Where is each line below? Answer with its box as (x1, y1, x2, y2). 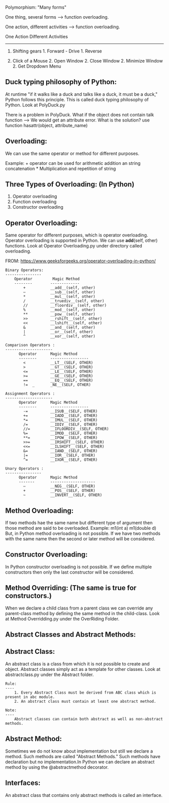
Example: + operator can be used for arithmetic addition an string (5, 160, 141, 166)
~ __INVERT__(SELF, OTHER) (23, 492, 102, 498)
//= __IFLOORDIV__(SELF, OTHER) (23, 426, 109, 431)
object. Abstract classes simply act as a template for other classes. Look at (5, 666, 161, 672)
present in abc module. (5, 694, 55, 700)
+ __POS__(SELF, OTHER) (23, 488, 96, 493)
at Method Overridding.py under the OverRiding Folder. (5, 615, 120, 622)
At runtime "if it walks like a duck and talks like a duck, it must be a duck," (5, 91, 158, 97)
